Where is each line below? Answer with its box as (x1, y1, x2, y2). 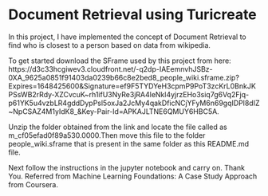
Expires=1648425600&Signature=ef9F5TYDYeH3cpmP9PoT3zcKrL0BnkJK (8, 81, 257, 91)
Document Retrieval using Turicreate (8, 6, 257, 24)
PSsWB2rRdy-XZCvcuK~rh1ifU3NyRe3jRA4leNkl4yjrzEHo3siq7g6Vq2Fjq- (8, 89, 250, 99)
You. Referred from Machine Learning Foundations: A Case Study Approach (8, 171, 258, 181)
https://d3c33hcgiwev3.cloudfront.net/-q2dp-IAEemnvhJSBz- (8, 64, 213, 73)
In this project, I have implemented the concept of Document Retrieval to (8, 32, 247, 41)
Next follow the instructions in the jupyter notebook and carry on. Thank (8, 163, 246, 172)
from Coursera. (8, 179, 58, 189)
